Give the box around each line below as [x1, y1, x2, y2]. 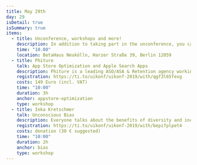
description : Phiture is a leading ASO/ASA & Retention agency [16, 68, 175, 74]
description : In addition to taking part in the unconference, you [16, 42, 185, 47]
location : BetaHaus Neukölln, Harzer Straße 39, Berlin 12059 [16, 52, 172, 58]
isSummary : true [6, 25, 46, 31]
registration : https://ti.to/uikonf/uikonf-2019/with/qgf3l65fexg [16, 74, 182, 80]
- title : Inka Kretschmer [11, 106, 75, 112]
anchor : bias [16, 145, 49, 150]
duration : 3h [16, 90, 49, 96]
